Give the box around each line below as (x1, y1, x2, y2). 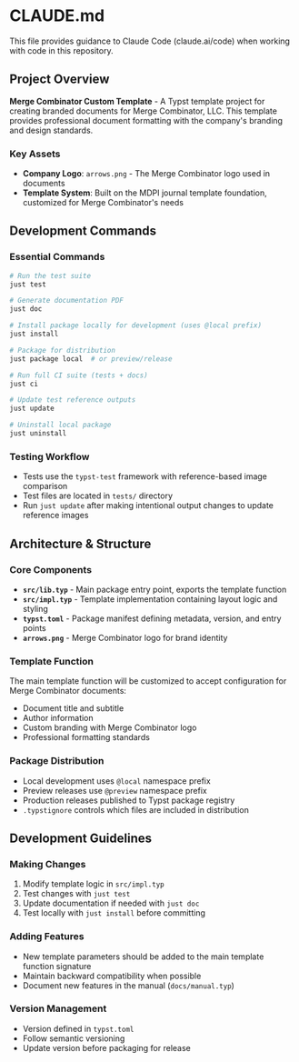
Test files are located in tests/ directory (22, 490, 174, 501)
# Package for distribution (9, 346, 116, 355)
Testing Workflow (9, 450, 90, 463)
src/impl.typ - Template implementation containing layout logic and (22, 593, 278, 605)
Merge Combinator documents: (9, 686, 127, 696)
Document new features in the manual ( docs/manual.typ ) (22, 979, 234, 991)
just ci (9, 379, 39, 388)
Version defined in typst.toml (22, 1023, 135, 1034)
